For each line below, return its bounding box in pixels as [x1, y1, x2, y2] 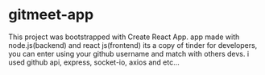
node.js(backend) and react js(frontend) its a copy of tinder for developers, [8, 40, 258, 49]
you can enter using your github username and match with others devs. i [8, 49, 250, 58]
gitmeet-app [8, 6, 94, 24]
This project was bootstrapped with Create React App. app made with [8, 32, 240, 41]
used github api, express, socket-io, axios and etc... [8, 57, 180, 67]
